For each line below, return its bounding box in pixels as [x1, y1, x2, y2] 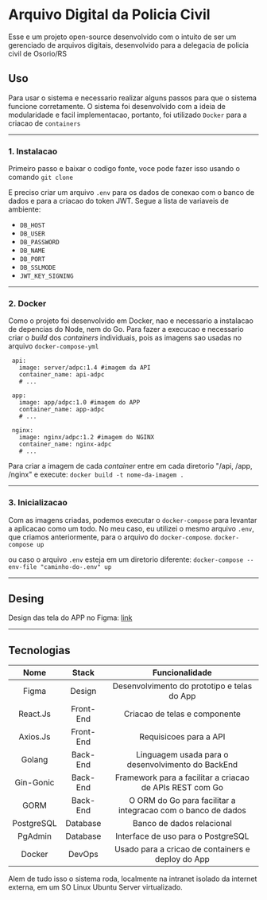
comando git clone [8, 173, 74, 182]
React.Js [18, 708, 52, 719]
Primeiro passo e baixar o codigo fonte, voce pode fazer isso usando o [8, 164, 241, 173]
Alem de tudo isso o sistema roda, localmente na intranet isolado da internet [8, 874, 257, 884]
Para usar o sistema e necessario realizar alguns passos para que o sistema [8, 93, 257, 103]
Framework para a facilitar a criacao [114, 772, 250, 783]
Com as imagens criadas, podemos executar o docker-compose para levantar [8, 515, 257, 524]
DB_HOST [19, 221, 45, 230]
